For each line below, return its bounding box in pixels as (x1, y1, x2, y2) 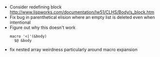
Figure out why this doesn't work (9, 25, 76, 30)
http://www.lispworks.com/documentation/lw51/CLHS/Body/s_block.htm (9, 9, 155, 15)
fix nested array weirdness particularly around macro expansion (9, 47, 138, 52)
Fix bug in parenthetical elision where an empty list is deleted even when (9, 14, 155, 20)
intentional (9, 19, 31, 25)
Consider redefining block (9, 4, 62, 10)
